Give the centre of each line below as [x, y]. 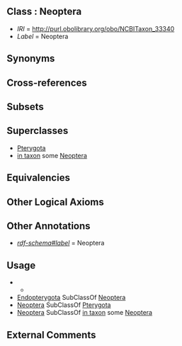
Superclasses [38, 131]
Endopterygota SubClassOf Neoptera [71, 298]
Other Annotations [49, 226]
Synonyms [31, 58]
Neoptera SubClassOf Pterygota [64, 305]
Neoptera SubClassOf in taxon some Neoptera [85, 313]
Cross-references [47, 83]
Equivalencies [38, 178]
